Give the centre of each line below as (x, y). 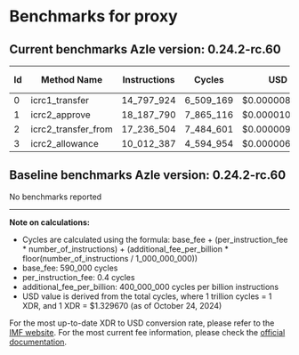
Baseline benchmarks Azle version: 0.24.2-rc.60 (148, 175)
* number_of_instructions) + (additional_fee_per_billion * (125, 249)
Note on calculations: (50, 222)
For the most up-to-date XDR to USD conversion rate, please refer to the (142, 323)
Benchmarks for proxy (93, 16)
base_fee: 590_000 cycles (70, 268)
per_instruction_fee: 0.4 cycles (78, 277)
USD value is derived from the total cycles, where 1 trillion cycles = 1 (147, 296)
